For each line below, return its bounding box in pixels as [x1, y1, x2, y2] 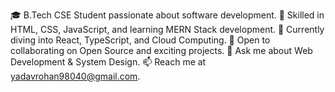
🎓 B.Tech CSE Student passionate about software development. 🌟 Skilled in [10, 9, 325, 21]
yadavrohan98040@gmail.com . [10, 70, 141, 82]
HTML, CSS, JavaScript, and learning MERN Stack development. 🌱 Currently [10, 24, 325, 35]
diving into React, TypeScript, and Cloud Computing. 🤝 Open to [10, 34, 271, 46]
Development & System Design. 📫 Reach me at [10, 56, 207, 68]
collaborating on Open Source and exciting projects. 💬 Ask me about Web [10, 45, 313, 56]
